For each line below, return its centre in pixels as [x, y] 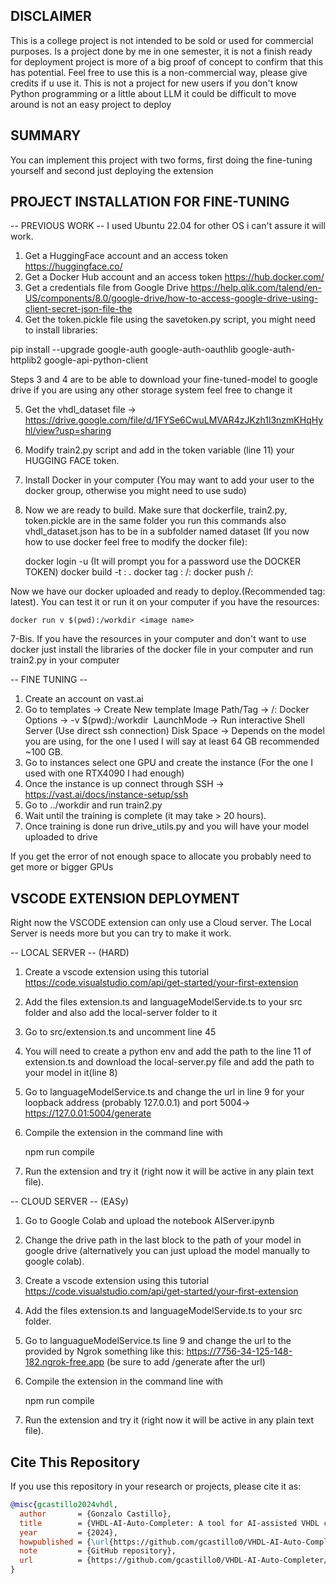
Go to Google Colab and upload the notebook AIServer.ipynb [149, 1221]
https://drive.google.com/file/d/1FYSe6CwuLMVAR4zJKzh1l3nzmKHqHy [174, 420]
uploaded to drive [61, 837]
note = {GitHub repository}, [98, 1551]
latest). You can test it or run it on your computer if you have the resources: [165, 602]
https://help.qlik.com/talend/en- [256, 288]
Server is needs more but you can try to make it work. [121, 933]
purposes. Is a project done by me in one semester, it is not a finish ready [161, 51]
